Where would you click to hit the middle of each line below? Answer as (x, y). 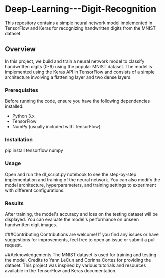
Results (14, 203)
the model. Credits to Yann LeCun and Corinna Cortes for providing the (78, 260)
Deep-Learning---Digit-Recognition (81, 9)
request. (14, 245)
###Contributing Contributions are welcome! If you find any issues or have (82, 234)
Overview (21, 49)
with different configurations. (35, 190)
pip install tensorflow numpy (34, 150)
